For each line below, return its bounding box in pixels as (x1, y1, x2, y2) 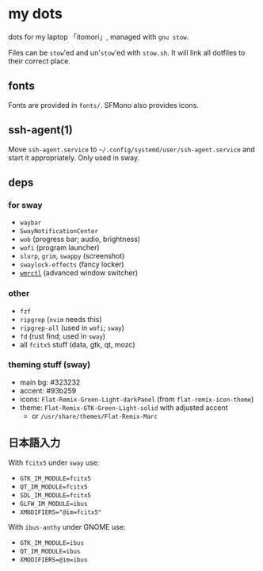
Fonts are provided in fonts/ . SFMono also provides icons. (8, 100, 200, 109)
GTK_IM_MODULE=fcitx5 (19, 474, 91, 482)
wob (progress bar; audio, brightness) (19, 235, 141, 244)
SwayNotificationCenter (19, 228, 99, 236)
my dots (8, 5, 63, 23)
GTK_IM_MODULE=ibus (19, 538, 85, 547)
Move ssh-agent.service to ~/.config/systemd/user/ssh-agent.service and (8, 144, 255, 154)
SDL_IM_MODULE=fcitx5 (19, 491, 91, 500)
